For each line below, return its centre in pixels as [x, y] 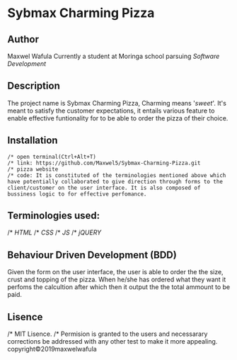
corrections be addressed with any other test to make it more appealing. [112, 342]
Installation [33, 141]
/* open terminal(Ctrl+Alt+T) [52, 157]
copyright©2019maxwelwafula [52, 349]
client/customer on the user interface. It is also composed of [104, 188]
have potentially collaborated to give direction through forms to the [115, 181]
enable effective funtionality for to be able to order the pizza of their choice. [118, 118]
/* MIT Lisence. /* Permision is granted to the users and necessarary [108, 334]
